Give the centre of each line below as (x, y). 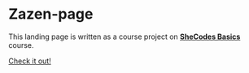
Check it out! (30, 61)
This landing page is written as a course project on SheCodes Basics (124, 36)
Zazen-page (51, 14)
